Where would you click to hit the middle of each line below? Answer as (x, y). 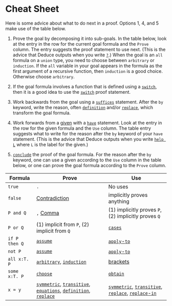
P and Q (17, 213)
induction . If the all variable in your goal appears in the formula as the (88, 66)
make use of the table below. (36, 28)
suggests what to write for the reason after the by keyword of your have (88, 133)
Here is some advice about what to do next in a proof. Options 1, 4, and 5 (82, 23)
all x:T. (18, 259)
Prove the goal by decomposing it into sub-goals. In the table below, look (90, 38)
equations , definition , (63, 290)
